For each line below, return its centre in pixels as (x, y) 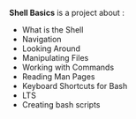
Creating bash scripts (61, 104)
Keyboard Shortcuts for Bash (75, 86)
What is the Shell (53, 30)
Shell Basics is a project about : (67, 13)
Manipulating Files (55, 58)
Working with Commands (68, 67)
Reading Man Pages (58, 77)
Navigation (42, 39)
